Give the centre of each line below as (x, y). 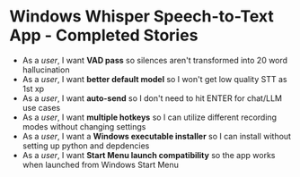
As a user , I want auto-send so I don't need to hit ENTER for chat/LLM (152, 98)
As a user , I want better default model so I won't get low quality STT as (154, 79)
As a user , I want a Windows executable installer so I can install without (157, 136)
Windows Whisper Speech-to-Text (141, 17)
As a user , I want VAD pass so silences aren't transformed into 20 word (155, 60)
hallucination (46, 70)
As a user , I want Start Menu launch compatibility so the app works (149, 155)
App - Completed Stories (104, 35)
